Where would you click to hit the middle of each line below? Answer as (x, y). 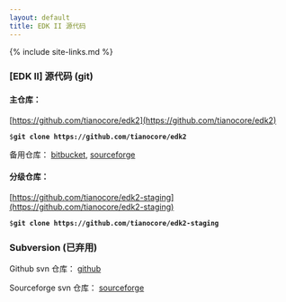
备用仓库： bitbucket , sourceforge (72, 155)
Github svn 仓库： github (55, 269)
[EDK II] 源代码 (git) (51, 76)
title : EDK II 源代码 (48, 26)
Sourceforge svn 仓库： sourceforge (77, 288)
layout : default (40, 18)
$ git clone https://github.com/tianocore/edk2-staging (114, 223)
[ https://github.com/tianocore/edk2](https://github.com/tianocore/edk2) (143, 120)
